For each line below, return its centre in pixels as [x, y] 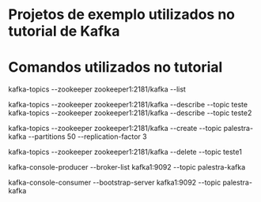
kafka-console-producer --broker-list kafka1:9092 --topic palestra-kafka [127, 167]
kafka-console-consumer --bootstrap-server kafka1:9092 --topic [115, 182]
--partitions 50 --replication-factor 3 [88, 137]
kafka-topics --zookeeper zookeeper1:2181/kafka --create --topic [115, 129]
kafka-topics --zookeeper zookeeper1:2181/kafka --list [97, 89]
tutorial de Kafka [64, 31]
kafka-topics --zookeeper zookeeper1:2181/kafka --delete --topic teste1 [125, 152]
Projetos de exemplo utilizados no [122, 15]
